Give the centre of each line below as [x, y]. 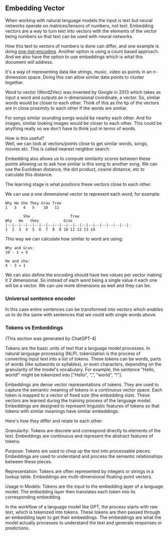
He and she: [18, 261]
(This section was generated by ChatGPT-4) [51, 338]
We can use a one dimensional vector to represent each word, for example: [83, 194]
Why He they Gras [39, 221]
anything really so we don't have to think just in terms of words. [71, 128]
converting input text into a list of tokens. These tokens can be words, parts [83, 359]
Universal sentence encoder [40, 298]
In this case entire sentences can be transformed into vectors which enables [84, 309]
